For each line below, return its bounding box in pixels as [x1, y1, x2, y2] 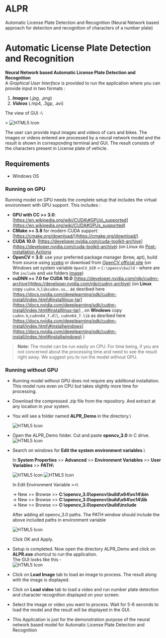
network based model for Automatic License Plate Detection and [12, 622, 145, 628]
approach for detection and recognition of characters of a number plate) [5, 24, 153, 30]
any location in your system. [12, 403, 71, 409]
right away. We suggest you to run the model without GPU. [17, 354, 138, 360]
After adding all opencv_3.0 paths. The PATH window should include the [12, 512, 160, 518]
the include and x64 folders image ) [12, 270, 84, 276]
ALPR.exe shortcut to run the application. [12, 551, 98, 557]
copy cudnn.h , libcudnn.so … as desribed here [12, 286, 105, 292]
